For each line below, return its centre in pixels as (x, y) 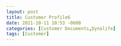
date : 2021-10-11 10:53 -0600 (44, 23)
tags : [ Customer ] (28, 34)
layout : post (22, 12)
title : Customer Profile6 (38, 17)
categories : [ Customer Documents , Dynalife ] (61, 28)
